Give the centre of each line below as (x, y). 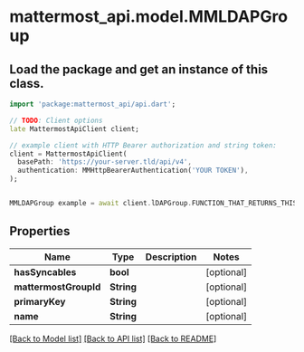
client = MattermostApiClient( (68, 154)
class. (27, 83)
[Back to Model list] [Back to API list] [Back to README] (113, 338)
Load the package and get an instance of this (139, 69)
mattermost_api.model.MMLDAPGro (148, 17)
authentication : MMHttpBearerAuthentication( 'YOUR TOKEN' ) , (133, 171)
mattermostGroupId (57, 287)
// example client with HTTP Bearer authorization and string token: (143, 145)
